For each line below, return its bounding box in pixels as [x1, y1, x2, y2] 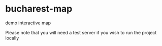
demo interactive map [5, 20, 51, 26]
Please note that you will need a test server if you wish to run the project [5, 29, 157, 35]
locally [5, 35, 19, 41]
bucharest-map [5, 3, 73, 15]
